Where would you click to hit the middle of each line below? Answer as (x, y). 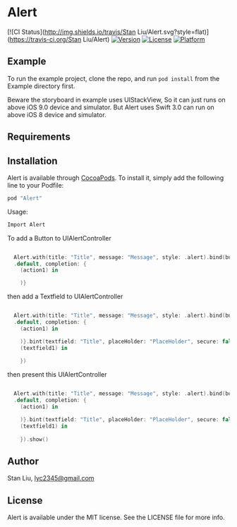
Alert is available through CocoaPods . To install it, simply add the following (116, 178)
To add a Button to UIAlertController (59, 238)
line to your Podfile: (36, 185)
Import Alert (26, 224)
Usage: (18, 212)
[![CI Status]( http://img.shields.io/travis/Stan (72, 32)
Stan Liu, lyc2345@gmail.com (51, 478)
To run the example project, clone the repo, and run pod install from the (114, 78)
